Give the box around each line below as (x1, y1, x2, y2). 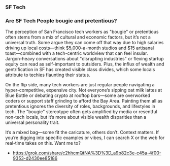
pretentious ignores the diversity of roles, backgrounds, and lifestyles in (5, 103, 156, 110)
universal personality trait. (5, 119, 60, 125)
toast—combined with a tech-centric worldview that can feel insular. (5, 50, 148, 56)
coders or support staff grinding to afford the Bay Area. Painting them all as (5, 98, 163, 104)
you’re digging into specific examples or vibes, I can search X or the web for (5, 135, 165, 141)
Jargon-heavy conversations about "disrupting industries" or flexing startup (5, 56, 164, 62)
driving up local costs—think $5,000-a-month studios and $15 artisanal (5, 45, 154, 51)
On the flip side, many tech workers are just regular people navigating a (5, 82, 155, 88)
